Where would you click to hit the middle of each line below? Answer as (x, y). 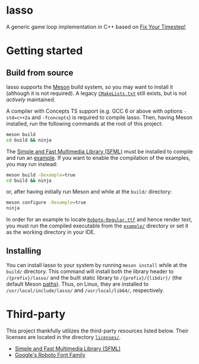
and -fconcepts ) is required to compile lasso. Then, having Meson (112, 117)
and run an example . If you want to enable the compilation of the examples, (98, 157)
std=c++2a (18, 118)
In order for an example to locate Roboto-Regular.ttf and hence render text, (99, 220)
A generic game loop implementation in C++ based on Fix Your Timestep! (96, 27)
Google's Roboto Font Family (50, 354)
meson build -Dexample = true (41, 175)
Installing (24, 251)
